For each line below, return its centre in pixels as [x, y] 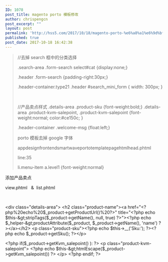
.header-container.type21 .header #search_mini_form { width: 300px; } [90, 87]
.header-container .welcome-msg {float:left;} [64, 127]
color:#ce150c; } [66, 118]
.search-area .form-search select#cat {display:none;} [72, 67]
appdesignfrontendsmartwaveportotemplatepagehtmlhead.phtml [84, 148]
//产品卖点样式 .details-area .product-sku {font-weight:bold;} [80, 107]
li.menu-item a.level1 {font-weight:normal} [60, 167]
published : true [22, 38]
